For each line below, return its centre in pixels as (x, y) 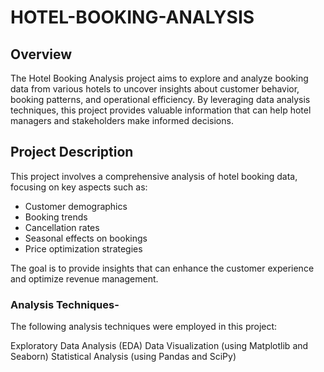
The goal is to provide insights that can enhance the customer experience (162, 268)
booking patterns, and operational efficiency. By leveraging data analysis (160, 99)
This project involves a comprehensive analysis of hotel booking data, (154, 176)
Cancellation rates (62, 227)
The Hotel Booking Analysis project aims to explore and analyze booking (159, 78)
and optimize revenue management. (84, 278)
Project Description (72, 152)
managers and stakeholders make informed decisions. (122, 120)
